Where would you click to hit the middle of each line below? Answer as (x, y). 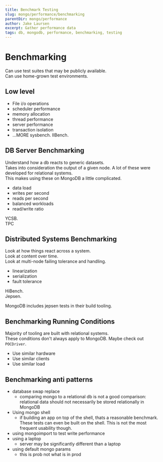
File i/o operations (31, 103)
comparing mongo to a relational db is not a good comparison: (83, 397)
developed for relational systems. (39, 173)
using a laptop (27, 439)
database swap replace (36, 391)
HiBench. (14, 291)
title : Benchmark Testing (32, 10)
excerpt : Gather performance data (41, 28)
